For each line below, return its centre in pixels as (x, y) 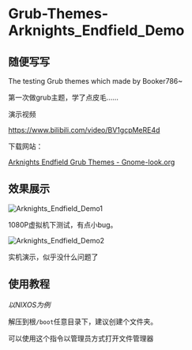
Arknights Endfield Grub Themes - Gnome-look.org (92, 162)
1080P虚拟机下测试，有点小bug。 (63, 224)
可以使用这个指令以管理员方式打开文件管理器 (81, 338)
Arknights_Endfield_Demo (96, 30)
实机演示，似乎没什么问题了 (53, 257)
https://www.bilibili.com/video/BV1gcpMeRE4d (84, 130)
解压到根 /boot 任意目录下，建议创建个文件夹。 (83, 322)
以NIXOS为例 (30, 304)
